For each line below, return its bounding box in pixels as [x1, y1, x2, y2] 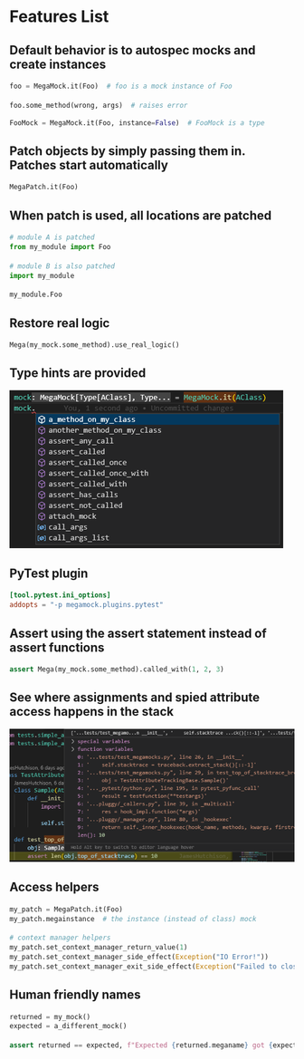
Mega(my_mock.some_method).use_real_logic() [9, 340, 180, 350]
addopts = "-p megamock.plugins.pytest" [9, 601, 165, 610]
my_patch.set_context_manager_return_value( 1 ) [9, 943, 188, 952]
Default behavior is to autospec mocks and [9, 43, 256, 58]
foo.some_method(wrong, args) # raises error [9, 101, 188, 110]
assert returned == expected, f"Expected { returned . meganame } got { [9, 1041, 273, 1050]
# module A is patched [9, 233, 95, 242]
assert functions [9, 640, 105, 655]
